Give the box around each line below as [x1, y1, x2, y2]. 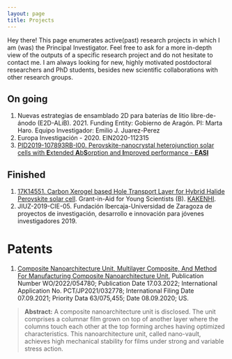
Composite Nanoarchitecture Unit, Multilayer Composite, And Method [17, 264, 217, 273]
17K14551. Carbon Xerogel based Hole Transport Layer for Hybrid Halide [17, 188, 225, 196]
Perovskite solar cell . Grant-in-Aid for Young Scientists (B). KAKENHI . [17, 194, 217, 203]
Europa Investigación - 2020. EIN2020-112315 [17, 134, 150, 142]
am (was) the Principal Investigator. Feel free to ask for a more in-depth [7, 43, 212, 52]
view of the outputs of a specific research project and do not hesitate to [7, 50, 214, 59]
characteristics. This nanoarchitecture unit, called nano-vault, [24, 330, 201, 338]
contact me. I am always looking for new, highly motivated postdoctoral [7, 58, 212, 66]
